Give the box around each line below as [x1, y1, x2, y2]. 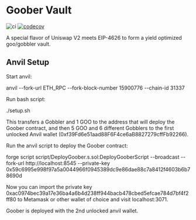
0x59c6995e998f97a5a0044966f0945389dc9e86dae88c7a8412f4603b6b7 [6, 166, 191, 173]
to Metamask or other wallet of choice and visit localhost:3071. [17, 195, 169, 202]
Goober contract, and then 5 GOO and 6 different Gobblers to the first [6, 124, 174, 132]
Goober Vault [6, 4, 72, 17]
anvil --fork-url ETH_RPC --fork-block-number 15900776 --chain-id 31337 [6, 84, 185, 91]
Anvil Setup [6, 57, 50, 67]
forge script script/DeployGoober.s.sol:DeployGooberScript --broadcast [6, 153, 180, 160]
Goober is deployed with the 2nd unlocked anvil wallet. [6, 207, 139, 214]
